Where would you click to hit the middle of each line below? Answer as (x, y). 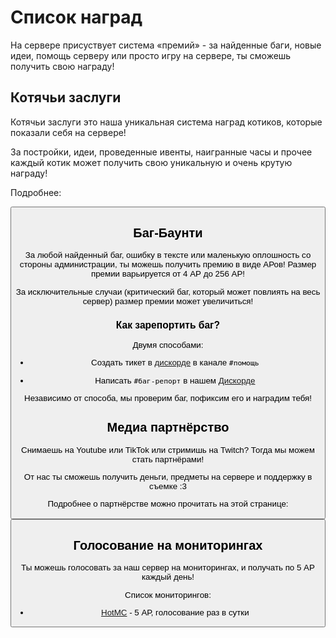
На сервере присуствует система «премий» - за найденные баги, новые (166, 45)
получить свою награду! (62, 66)
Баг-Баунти (168, 232)
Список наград (76, 17)
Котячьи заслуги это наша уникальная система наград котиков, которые (166, 122)
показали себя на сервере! (68, 132)
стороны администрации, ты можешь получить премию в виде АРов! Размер (168, 264)
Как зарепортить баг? (168, 325)
